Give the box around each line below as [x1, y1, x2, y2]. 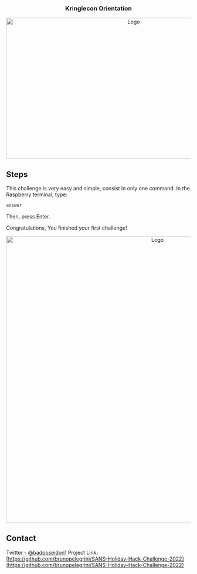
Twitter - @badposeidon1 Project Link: [6, 549, 98, 556]
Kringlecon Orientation [65, 4, 132, 12]
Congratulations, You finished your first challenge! [6, 224, 127, 231]
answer [6, 203, 22, 209]
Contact [6, 534, 36, 544]
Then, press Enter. [6, 213, 50, 220]
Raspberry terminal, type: [6, 191, 68, 198]
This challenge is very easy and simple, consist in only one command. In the [6, 185, 191, 192]
